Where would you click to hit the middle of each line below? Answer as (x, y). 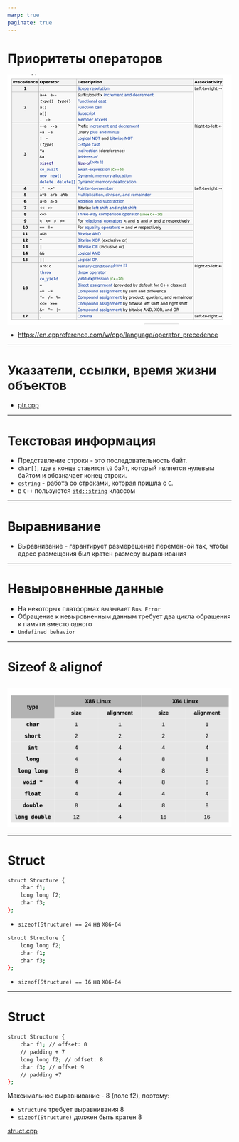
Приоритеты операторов (85, 59)
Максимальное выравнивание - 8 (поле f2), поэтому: (89, 1096)
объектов (37, 386)
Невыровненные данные (85, 589)
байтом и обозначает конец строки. (72, 476)
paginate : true (30, 22)
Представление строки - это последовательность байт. (102, 461)
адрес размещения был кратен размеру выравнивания (102, 554)
